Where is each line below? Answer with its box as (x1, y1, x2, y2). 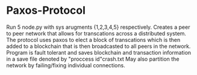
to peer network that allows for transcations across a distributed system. (6, 29, 187, 37)
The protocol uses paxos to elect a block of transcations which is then (6, 36, 181, 43)
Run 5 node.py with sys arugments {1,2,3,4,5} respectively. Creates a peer (6, 23, 190, 31)
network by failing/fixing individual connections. (6, 61, 125, 69)
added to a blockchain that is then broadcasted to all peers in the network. (6, 43, 191, 50)
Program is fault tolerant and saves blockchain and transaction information (6, 49, 192, 56)
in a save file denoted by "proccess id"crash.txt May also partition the (6, 55, 180, 62)
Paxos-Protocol (6, 4, 86, 17)
